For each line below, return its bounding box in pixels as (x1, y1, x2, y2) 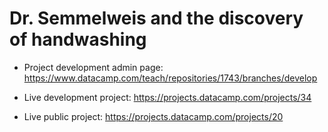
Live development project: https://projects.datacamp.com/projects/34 (23, 91, 312, 103)
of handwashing (9, 28, 147, 51)
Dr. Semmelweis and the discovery (9, 7, 304, 30)
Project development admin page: (23, 61, 164, 73)
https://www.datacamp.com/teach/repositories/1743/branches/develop (23, 72, 318, 84)
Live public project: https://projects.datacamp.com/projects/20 (23, 110, 284, 122)
